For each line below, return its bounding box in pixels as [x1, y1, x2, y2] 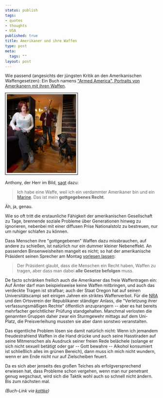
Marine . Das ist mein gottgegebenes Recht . [16, 194, 105, 200]
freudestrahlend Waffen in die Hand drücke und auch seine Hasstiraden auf [5, 333, 156, 339]
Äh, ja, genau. [5, 204, 33, 209]
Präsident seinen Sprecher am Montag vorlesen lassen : [5, 254, 116, 259]
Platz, [5, 318, 16, 324]
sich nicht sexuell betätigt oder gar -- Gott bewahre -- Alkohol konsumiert [5, 343, 152, 349]
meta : [5, 48, 16, 53]
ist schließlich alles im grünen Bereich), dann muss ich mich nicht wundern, [5, 349, 156, 354]
